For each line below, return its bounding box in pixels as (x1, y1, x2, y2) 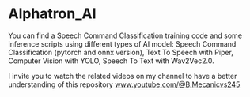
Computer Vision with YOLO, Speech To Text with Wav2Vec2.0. (8, 56, 215, 65)
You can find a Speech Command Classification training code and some (8, 31, 243, 40)
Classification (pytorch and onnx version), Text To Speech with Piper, (8, 47, 233, 57)
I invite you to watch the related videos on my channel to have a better (8, 71, 237, 80)
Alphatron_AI (8, 5, 97, 23)
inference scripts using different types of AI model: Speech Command (8, 39, 237, 48)
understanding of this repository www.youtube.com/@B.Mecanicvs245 (8, 80, 241, 89)
